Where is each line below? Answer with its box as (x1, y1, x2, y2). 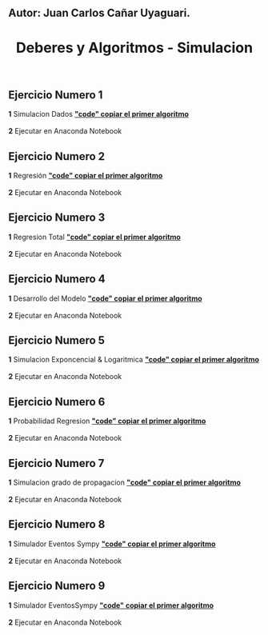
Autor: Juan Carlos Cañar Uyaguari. (8, 6, 190, 20)
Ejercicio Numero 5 (8, 333, 106, 347)
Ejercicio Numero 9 (8, 579, 106, 593)
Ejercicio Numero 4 (8, 272, 106, 286)
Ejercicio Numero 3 (8, 211, 106, 225)
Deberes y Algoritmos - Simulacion (15, 38, 254, 57)
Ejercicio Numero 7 (8, 456, 105, 470)
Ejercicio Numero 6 (8, 395, 106, 409)
